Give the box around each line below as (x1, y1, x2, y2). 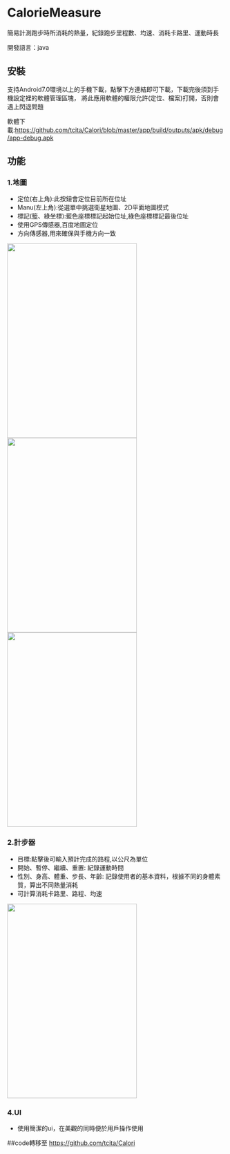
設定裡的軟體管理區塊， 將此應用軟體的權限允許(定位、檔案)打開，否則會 (12, 93, 220, 102)
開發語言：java (7, 43, 50, 51)
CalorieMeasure (7, 5, 102, 21)
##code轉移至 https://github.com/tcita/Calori (7, 1139, 135, 1147)
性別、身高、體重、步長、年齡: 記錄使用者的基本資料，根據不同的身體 (17, 872, 215, 880)
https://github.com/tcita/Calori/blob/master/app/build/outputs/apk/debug (15, 126, 223, 134)
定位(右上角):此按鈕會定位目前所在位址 (17, 195, 127, 203)
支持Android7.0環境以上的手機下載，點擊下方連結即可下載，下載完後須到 (7, 85, 213, 93)
